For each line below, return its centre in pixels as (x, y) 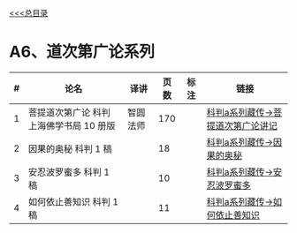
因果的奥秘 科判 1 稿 (70, 148)
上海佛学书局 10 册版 (72, 125)
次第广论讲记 (251, 125)
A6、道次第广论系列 (82, 52)
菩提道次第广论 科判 (69, 112)
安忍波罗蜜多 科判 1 (69, 172)
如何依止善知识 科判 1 (73, 201)
